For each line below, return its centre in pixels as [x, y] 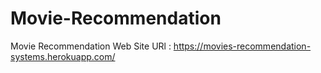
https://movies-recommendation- [242, 46]
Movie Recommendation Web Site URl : [91, 46]
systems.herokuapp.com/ [63, 56]
